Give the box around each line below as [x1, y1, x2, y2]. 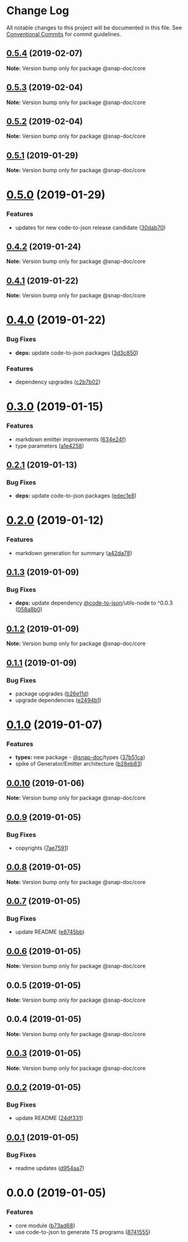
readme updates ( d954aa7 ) [15, 1165, 85, 1172]
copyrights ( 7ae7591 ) [15, 844, 69, 852]
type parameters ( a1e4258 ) [15, 442, 85, 449]
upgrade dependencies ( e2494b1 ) [15, 696, 102, 703]
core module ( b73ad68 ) [15, 1222, 75, 1229]
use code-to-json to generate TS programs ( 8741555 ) [15, 1228, 151, 1235]
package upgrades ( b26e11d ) [15, 690, 89, 697]
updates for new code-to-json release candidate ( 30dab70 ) [15, 224, 166, 231]
